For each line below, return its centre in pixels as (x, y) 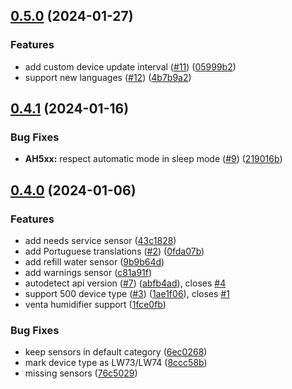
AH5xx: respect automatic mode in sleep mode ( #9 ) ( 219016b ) (153, 159)
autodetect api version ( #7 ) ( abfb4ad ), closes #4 (125, 283)
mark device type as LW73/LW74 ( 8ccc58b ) (116, 363)
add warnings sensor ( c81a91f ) (88, 273)
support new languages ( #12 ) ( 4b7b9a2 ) (108, 77)
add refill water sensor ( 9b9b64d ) (94, 262)
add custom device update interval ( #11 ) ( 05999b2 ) (130, 66)
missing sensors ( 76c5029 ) (81, 373)
